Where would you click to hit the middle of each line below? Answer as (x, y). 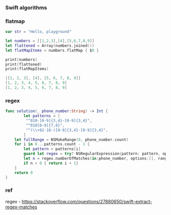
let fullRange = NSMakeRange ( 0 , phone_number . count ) (72, 140)
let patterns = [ (42, 116)
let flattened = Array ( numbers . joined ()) (50, 45)
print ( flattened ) (24, 64)
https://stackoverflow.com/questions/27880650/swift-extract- (87, 201)
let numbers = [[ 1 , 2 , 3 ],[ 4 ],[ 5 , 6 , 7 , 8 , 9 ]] (50, 41)
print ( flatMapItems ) (27, 69)
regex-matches (21, 207)
